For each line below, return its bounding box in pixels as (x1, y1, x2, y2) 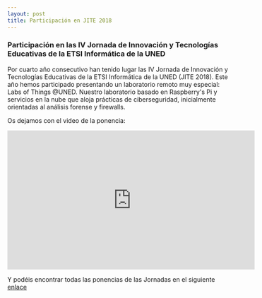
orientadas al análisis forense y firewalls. (7, 102, 126, 111)
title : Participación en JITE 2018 (7, 17, 112, 24)
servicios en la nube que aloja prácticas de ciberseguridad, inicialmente (7, 95, 217, 103)
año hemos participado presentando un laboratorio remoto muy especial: (7, 80, 220, 88)
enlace (7, 282, 27, 291)
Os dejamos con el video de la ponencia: (7, 116, 126, 124)
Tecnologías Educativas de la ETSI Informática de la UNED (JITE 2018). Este (7, 72, 228, 81)
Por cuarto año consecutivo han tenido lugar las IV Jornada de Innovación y (7, 65, 228, 73)
